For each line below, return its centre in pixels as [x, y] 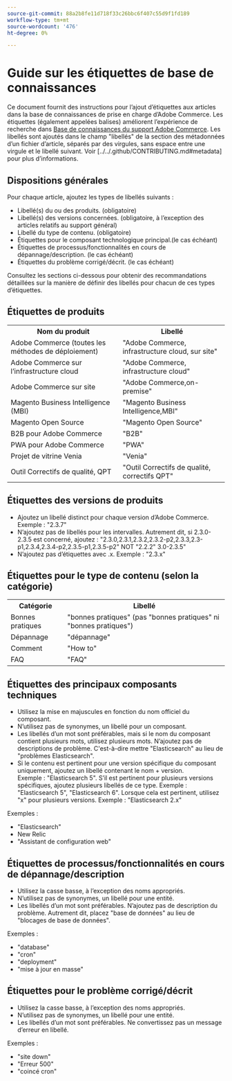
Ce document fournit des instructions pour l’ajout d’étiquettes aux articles [112, 107]
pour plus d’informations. [43, 159]
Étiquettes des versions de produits [85, 500]
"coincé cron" [37, 1071]
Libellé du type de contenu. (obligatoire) [74, 232]
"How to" [82, 648]
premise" [137, 391]
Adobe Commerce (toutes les [58, 342]
